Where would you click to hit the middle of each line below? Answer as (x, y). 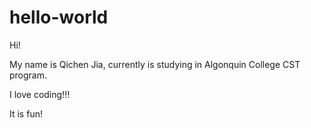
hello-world (59, 17)
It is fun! (26, 113)
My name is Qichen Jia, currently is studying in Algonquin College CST (155, 64)
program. (28, 75)
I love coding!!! (40, 94)
